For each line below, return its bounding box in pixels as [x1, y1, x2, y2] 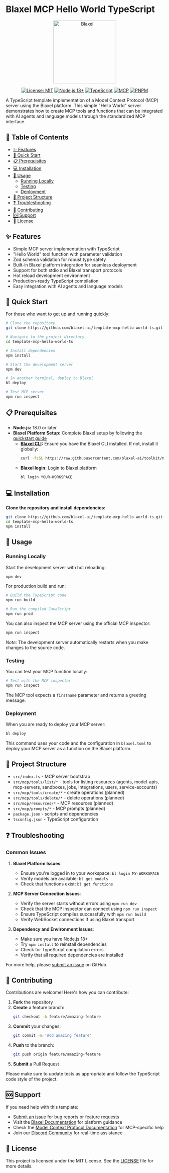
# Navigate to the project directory [6, 334, 85, 340]
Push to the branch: [13, 1042, 55, 1048]
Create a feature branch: [13, 1005, 65, 1011]
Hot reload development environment [13, 273, 90, 279]
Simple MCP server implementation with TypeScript [13, 245, 120, 252]
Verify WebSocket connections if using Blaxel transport [20, 916, 135, 922]
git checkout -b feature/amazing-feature [13, 1014, 101, 1019]
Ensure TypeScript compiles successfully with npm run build [20, 911, 146, 917]
